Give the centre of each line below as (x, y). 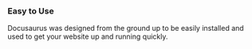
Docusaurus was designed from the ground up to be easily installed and (126, 28)
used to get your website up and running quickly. (88, 36)
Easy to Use (31, 11)
